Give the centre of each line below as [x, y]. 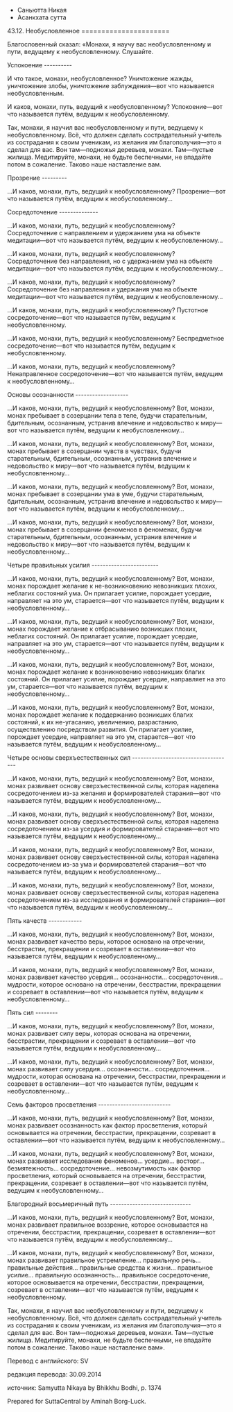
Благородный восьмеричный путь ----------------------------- [99, 1204]
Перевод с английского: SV [48, 1361]
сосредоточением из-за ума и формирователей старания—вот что [107, 864]
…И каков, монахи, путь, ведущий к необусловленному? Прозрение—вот [116, 191]
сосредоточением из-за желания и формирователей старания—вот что [114, 793]
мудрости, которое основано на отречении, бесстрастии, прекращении [114, 984]
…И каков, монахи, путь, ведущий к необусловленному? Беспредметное [116, 338]
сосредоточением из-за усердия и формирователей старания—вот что [113, 829]
